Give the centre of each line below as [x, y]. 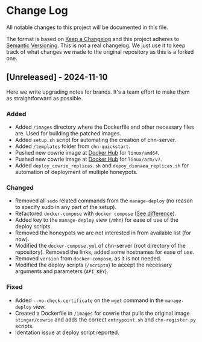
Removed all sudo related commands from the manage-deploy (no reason [104, 201]
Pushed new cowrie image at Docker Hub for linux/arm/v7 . [88, 159]
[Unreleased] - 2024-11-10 [57, 77]
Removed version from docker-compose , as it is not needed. [88, 259]
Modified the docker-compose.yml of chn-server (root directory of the [100, 246]
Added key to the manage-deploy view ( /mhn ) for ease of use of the [97, 220]
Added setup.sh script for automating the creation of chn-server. [96, 140]
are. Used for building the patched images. [68, 134]
